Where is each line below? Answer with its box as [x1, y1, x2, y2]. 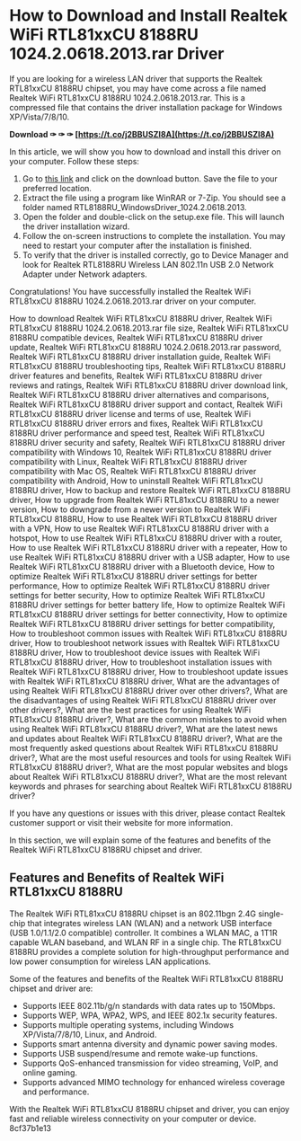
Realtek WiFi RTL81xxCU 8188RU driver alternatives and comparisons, [9, 389, 270, 400]
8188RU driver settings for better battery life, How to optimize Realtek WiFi [9, 599, 286, 610]
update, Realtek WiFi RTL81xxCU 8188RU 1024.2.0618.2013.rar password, [9, 341, 282, 352]
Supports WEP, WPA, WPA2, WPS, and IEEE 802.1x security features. [22, 1010, 278, 1021]
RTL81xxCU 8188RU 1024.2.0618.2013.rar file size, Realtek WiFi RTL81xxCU [9, 323, 289, 333]
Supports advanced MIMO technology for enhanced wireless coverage [22, 1076, 286, 1087]
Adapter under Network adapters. [22, 269, 148, 279]
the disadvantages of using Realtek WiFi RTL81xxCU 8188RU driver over [9, 694, 277, 705]
